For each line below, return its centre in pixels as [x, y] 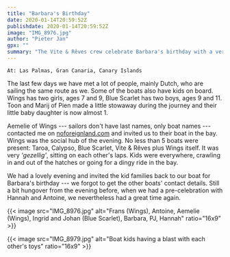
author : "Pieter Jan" [38, 39]
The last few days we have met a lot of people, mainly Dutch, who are [105, 83]
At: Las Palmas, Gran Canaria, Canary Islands [75, 70]
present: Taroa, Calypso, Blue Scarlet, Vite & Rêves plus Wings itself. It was [113, 148]
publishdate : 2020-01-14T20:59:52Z [58, 26]
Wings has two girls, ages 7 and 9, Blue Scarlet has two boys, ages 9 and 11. [115, 98]
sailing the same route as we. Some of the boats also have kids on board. [110, 91]
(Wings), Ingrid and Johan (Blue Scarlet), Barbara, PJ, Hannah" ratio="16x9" [114, 218]
